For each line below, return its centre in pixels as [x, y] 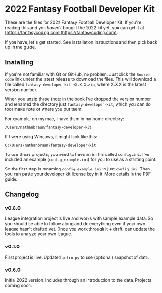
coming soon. [19, 285]
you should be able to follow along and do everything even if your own [75, 224]
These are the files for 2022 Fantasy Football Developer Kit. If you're [73, 22]
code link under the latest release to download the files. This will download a [81, 79]
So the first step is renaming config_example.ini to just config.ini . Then [78, 169]
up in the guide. [21, 47]
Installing [19, 62]
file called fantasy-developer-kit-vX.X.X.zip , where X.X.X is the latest [75, 84]
